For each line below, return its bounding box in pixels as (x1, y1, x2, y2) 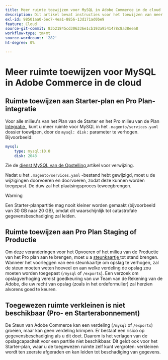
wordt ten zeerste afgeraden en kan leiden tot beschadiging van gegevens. (5, 349, 161, 355)
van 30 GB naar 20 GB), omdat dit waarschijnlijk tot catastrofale (5, 207, 137, 214)
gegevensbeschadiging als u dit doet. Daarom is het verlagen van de (5, 333, 147, 339)
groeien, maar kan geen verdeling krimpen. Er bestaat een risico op (5, 328, 145, 333)
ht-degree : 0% (5, 40, 35, 45)
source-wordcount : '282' (5, 36, 57, 41)
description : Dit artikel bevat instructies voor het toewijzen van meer (5, 12, 163, 17)
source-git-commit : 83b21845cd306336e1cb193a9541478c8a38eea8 (5, 26, 138, 31)
